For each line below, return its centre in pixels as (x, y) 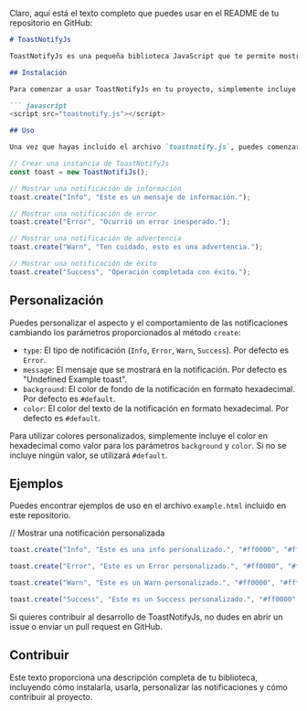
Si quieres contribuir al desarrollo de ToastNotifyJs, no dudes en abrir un (146, 617)
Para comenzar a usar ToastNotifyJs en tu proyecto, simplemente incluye (153, 89)
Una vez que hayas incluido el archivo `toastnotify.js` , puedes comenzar (155, 147)
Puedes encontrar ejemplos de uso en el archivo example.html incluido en (148, 505)
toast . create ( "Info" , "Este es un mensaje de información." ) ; (130, 197)
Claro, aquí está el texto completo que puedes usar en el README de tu (144, 13)
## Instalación (38, 72)
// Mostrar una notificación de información (95, 188)
